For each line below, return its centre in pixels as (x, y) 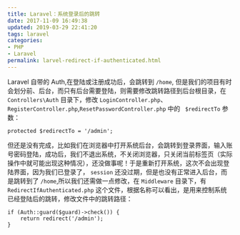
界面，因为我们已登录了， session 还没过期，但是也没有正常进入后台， (117, 171)
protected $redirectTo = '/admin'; (60, 131)
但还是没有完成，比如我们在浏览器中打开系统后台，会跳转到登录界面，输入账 (120, 145)
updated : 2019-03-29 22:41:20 (52, 27)
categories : (25, 41)
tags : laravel (29, 34)
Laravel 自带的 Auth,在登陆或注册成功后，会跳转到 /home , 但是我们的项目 (114, 81)
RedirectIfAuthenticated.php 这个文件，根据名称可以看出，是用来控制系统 (117, 189)
